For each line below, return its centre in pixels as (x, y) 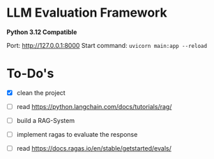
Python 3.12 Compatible (42, 32)
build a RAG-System (45, 120)
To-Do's (30, 74)
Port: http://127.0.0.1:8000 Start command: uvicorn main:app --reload (107, 45)
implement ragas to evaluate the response (77, 135)
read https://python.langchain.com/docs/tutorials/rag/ (94, 106)
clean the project (41, 92)
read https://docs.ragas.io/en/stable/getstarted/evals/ (94, 149)
